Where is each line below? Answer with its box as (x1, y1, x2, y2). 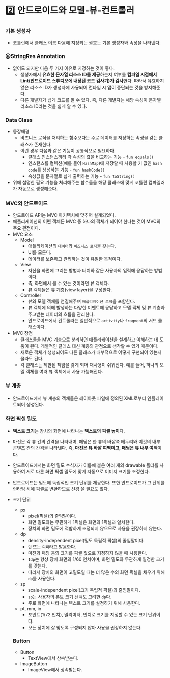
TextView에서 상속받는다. (27, 655, 79, 661)
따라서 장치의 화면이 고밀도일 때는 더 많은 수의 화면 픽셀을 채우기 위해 (27, 569, 165, 575)
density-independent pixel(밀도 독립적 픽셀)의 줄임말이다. (27, 537, 145, 543)
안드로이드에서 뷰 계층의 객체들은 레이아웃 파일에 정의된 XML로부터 (12, 395, 147, 401)
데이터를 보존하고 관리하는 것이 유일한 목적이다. (27, 256, 122, 262)
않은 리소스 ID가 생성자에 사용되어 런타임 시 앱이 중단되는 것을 (20, 84, 143, 90)
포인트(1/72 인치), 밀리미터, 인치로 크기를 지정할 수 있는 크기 (27, 611, 147, 617)
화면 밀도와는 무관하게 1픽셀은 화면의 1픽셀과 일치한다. (27, 519, 135, 525)
